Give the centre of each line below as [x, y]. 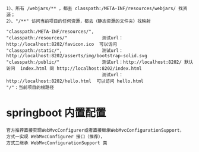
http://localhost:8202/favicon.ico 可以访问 [62, 44]
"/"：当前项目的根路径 [30, 88]
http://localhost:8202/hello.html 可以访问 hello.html [75, 81]
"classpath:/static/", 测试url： [65, 51]
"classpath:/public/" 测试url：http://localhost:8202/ [94, 62]
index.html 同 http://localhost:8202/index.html [81, 69]
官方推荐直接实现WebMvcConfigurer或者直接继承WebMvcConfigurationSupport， [95, 130]
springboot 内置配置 [56, 113]
